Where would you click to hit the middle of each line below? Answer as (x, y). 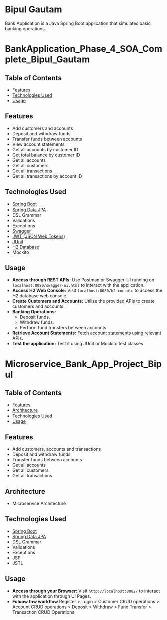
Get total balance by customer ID (46, 155)
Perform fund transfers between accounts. (64, 328)
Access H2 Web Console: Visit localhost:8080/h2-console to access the (87, 290)
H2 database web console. (40, 296)
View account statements (38, 144)
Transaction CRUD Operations (43, 612)
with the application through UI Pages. (52, 596)
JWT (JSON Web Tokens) (39, 236)
